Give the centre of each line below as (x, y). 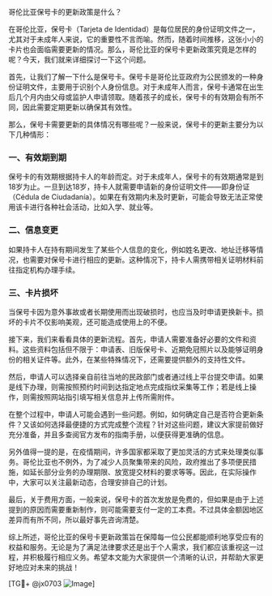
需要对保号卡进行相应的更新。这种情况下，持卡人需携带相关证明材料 (143, 259)
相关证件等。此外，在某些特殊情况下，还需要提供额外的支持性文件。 (136, 359)
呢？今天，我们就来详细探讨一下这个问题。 (79, 60)
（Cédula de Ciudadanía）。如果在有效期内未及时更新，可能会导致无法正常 (132, 197)
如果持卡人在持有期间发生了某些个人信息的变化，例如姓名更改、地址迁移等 (132, 249)
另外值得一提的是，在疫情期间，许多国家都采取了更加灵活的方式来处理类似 (132, 452)
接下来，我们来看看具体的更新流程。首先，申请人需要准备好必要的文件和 (129, 339)
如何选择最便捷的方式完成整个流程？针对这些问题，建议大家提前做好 (150, 424)
